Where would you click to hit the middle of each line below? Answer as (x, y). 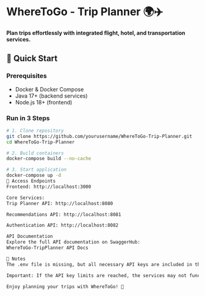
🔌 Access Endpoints (31, 181)
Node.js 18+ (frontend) (44, 102)
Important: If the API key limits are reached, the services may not (97, 275)
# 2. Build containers (35, 153)
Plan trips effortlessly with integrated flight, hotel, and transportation (96, 33)
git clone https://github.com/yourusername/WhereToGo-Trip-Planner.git (99, 136)
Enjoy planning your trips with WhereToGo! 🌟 (65, 287)
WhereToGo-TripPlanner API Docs (47, 248)
